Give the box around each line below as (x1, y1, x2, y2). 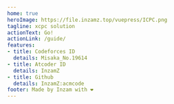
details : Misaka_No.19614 (13, 55, 88, 62)
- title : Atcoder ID (7, 61, 67, 68)
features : (7, 42, 36, 49)
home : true (7, 10, 39, 17)
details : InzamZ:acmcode (13, 80, 85, 87)
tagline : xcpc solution (7, 23, 76, 29)
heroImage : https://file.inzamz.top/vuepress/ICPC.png (7, 16, 168, 23)
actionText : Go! (7, 29, 54, 36)
